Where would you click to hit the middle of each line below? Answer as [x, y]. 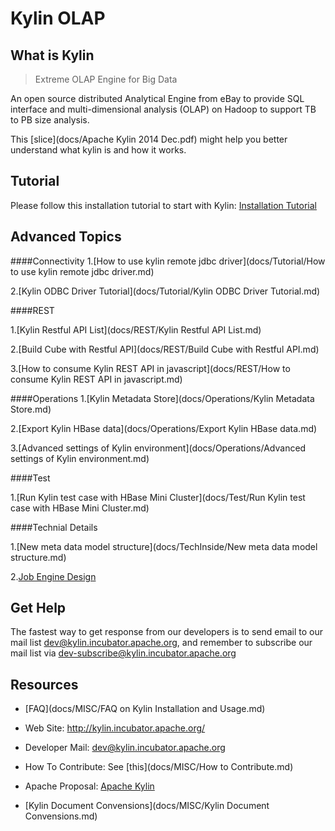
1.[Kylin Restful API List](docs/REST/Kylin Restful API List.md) [136, 329]
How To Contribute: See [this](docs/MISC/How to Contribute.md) [159, 767]
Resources [44, 684]
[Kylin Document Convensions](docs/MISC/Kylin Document [147, 806]
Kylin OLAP [58, 18]
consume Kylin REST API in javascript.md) [96, 379]
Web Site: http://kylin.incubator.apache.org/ [115, 728]
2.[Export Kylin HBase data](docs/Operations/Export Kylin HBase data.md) [164, 428]
